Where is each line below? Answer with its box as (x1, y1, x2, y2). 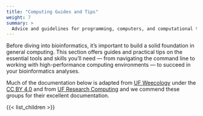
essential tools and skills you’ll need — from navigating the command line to (6, 55, 195, 62)
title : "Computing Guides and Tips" (6, 8, 98, 15)
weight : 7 (6, 14, 31, 20)
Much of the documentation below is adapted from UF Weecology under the (6, 79, 196, 87)
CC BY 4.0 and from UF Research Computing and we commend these (6, 85, 180, 93)
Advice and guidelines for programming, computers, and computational (11, 25, 193, 32)
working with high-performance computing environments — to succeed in (6, 61, 191, 69)
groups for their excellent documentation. (6, 92, 110, 99)
